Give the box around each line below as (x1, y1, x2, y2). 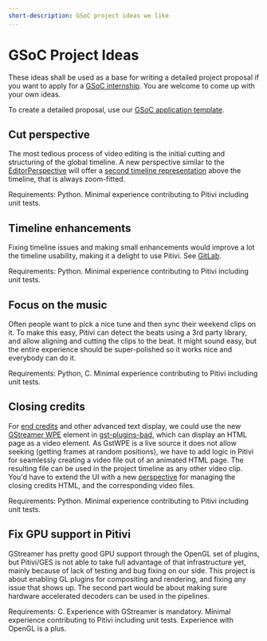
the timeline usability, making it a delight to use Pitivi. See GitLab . (8, 251, 222, 261)
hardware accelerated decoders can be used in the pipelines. (8, 591, 210, 600)
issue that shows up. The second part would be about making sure (8, 583, 227, 592)
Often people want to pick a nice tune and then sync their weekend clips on (8, 320, 257, 328)
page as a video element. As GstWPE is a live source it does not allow (8, 438, 237, 447)
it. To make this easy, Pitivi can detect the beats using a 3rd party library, (8, 328, 248, 337)
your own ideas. (8, 89, 61, 99)
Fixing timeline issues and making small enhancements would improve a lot (8, 242, 255, 252)
